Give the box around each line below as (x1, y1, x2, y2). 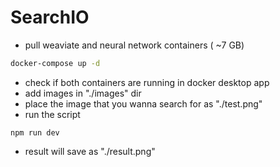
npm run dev (10, 127, 60, 138)
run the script (24, 108, 81, 120)
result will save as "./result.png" (24, 145, 156, 157)
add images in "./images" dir (24, 87, 142, 99)
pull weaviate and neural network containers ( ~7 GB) (24, 39, 245, 51)
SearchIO (10, 6, 90, 29)
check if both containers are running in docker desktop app (24, 76, 270, 88)
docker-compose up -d (10, 58, 101, 68)
